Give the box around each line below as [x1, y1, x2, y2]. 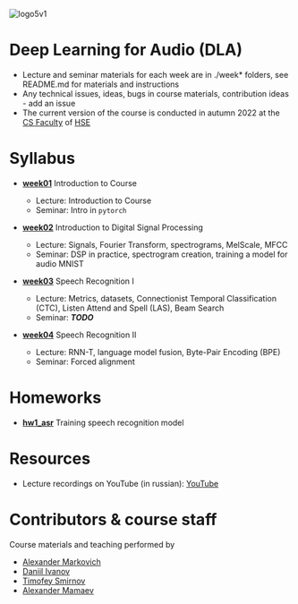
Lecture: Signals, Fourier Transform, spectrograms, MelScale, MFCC [35, 239, 288, 250]
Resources [9, 448, 91, 469]
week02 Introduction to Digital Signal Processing [21, 222, 204, 233]
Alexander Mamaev [21, 584, 94, 595]
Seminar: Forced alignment [35, 356, 136, 367]
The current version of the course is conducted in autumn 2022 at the [21, 107, 280, 118]
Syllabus [9, 149, 76, 169]
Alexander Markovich [21, 556, 101, 567]
